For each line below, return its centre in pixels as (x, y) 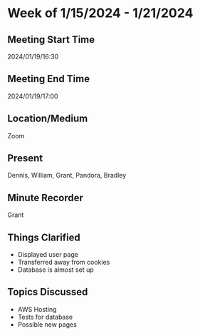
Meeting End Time (49, 79)
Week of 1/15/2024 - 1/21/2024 (100, 13)
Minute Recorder (45, 198)
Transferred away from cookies (64, 263)
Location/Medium (48, 119)
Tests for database (45, 317)
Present (25, 158)
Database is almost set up (56, 270)
